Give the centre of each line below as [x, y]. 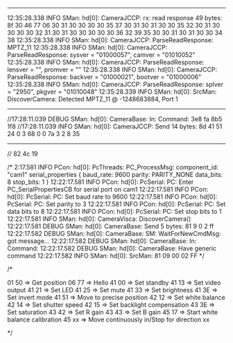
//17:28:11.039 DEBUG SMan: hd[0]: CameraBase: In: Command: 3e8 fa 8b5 [115, 119]
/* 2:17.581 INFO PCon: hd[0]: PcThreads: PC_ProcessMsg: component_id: [113, 167]
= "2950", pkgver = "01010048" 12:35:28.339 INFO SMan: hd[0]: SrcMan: [112, 92]
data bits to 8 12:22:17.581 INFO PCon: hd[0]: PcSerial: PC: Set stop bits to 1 [114, 211]
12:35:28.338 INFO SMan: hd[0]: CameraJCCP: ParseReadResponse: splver [115, 84]
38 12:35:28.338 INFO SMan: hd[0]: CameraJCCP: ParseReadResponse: [110, 40]
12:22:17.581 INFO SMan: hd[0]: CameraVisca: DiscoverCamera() [99, 219]
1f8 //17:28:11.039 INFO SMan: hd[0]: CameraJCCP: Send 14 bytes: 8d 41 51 [115, 126]
